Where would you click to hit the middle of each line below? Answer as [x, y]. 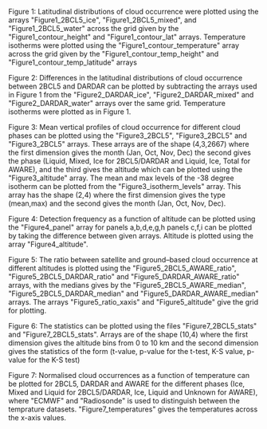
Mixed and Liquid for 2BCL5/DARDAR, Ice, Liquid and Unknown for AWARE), [133, 392]
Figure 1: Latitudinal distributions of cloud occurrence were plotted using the [133, 12]
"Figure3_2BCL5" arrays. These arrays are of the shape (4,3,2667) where [129, 144]
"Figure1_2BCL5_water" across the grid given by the [94, 28]
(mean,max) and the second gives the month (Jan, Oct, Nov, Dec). [117, 203]
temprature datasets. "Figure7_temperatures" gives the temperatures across [133, 409]
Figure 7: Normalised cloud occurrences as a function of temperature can [129, 375]
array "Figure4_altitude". [48, 244]
